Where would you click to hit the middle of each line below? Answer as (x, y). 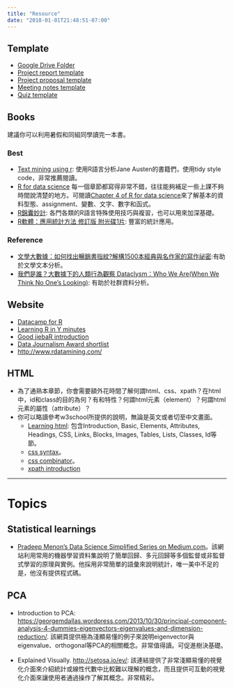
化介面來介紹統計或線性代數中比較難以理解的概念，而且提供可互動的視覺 (121, 669)
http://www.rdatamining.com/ (60, 351)
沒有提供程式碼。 (60, 573)
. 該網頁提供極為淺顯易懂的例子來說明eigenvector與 (120, 637)
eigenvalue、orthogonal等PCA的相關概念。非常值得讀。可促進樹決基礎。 (122, 645)
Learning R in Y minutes (52, 329)
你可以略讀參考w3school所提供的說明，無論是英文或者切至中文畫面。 (117, 417)
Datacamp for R (40, 321)
